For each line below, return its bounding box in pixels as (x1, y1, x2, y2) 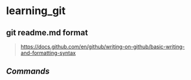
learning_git (6, 4, 66, 18)
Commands (6, 66, 50, 76)
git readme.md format (6, 28, 88, 38)
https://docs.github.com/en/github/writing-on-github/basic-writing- (20, 43, 185, 50)
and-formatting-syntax (20, 49, 76, 56)
